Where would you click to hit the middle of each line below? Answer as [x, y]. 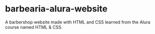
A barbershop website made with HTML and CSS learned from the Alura [78, 22]
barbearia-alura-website [56, 9]
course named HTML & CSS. [34, 27]
